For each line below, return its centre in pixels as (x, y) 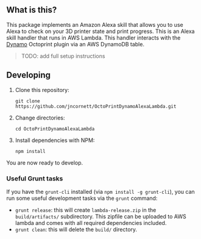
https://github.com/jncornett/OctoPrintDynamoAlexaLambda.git (96, 106)
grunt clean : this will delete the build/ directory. (76, 229)
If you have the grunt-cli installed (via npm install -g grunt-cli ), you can (100, 191)
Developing (28, 75)
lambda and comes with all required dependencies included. (91, 223)
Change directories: (40, 118)
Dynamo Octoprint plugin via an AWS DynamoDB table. (76, 44)
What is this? (32, 10)
